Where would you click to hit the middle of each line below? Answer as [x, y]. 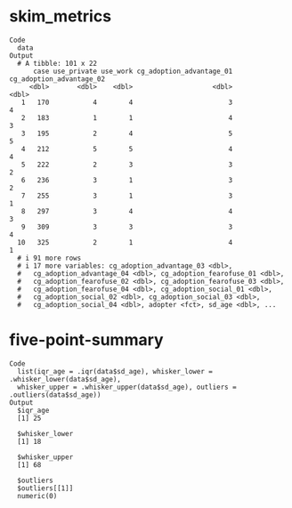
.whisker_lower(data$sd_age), [65, 379]
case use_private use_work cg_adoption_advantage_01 [133, 71]
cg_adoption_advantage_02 [57, 79]
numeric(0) [37, 496]
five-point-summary [86, 340]
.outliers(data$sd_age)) [55, 395]
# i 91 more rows [49, 258]
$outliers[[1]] [45, 488]
